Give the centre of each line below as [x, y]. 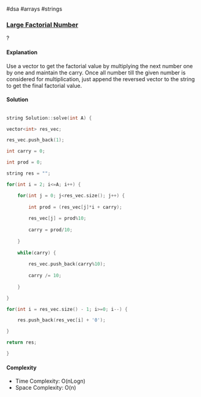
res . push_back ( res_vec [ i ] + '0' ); [61, 320]
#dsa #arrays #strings [34, 9]
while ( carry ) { [37, 253]
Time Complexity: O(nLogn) [50, 381]
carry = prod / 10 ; [50, 230]
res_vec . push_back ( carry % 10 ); [67, 264]
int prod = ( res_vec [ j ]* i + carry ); [75, 207]
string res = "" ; [29, 174]
